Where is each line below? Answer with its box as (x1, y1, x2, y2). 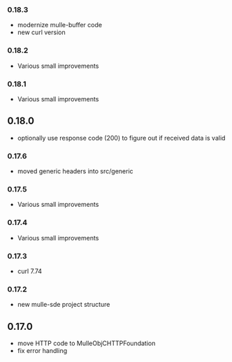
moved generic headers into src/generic (17, 167, 134, 175)
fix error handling (17, 347, 68, 354)
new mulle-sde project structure (17, 301, 110, 309)
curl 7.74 (17, 267, 43, 275)
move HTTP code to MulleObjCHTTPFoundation (17, 339, 156, 347)
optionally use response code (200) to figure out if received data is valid (17, 133, 226, 142)
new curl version (17, 28, 66, 36)
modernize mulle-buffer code (17, 21, 103, 29)
